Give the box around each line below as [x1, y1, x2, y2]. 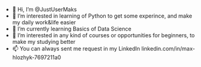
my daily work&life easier [12, 19, 76, 26]
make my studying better [12, 38, 76, 45]
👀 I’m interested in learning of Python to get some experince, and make [12, 12, 192, 19]
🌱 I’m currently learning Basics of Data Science [12, 25, 132, 32]
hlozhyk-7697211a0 [12, 54, 61, 61]
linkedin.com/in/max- [141, 45, 195, 52]
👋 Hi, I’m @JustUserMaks [12, 6, 77, 13]
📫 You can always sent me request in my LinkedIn [12, 45, 140, 52]
